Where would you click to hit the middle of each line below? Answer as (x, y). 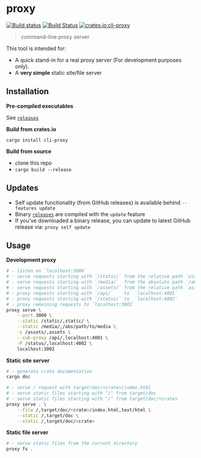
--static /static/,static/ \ (53, 321)
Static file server (28, 432)
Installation (28, 92)
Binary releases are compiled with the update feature (80, 214)
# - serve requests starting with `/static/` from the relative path (95, 277)
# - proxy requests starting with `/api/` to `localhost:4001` (92, 293)
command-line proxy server (55, 37)
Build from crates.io (31, 129)
